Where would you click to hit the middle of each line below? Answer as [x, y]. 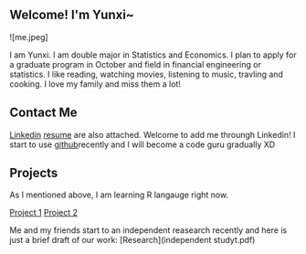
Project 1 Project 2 [44, 213]
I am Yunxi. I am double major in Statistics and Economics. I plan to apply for [153, 55]
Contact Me [43, 113]
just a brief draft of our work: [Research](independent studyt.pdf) [132, 240]
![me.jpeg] [29, 37]
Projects [34, 173]
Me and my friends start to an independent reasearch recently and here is [148, 230]
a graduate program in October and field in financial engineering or [136, 64]
